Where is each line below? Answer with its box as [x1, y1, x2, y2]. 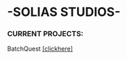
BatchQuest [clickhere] [7, 44, 73, 53]
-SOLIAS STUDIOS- [7, 4, 121, 20]
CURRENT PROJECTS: [7, 29, 84, 39]
